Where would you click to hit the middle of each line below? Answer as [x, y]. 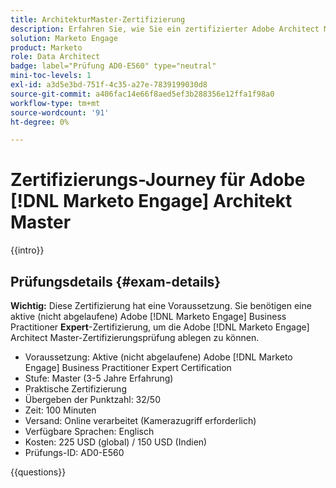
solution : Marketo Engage [64, 38]
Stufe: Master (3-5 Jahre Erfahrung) [99, 378]
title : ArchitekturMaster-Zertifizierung [98, 19]
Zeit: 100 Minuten [60, 410]
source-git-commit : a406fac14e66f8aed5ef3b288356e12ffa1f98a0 [142, 94]
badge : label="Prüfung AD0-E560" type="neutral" [113, 66]
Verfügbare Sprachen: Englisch [89, 431]
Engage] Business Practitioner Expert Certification [128, 367]
